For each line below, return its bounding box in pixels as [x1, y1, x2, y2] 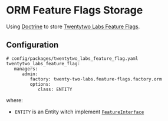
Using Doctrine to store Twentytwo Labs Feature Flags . [6, 23, 140, 30]
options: [29, 81, 51, 87]
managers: [14, 66, 38, 72]
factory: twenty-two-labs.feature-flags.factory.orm [29, 76, 162, 82]
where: [6, 96, 24, 103]
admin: [21, 71, 38, 77]
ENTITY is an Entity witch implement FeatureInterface [14, 108, 144, 115]
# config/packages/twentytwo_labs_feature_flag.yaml [6, 55, 139, 62]
